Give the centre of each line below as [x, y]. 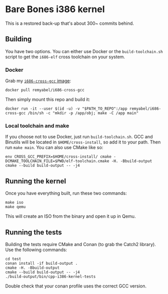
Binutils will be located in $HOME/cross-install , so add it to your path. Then [83, 142]
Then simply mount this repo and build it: [48, 100]
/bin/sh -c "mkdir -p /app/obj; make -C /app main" [83, 113]
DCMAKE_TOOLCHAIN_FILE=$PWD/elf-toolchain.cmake [57, 161]
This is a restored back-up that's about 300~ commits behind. [70, 23]
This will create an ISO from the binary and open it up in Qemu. [71, 216]
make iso [14, 203]
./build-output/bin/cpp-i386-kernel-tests [50, 276]
